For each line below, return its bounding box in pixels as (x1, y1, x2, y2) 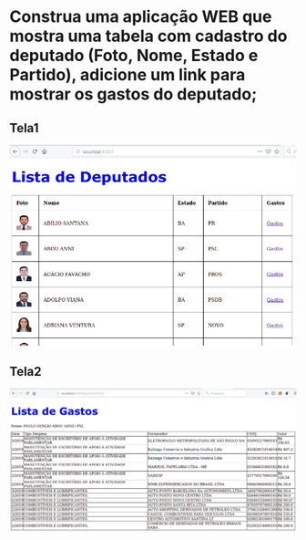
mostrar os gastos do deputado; (9, 84, 258, 105)
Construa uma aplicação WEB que (9, 6, 272, 27)
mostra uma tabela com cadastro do (9, 26, 288, 47)
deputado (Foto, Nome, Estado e (9, 46, 259, 66)
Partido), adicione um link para (9, 65, 246, 86)
